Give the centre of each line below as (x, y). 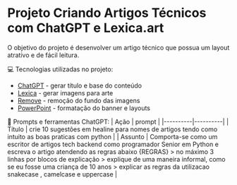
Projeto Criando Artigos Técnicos (107, 13)
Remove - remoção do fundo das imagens (79, 100)
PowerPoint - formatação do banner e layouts (84, 108)
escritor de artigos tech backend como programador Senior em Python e (113, 144)
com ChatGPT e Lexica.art (86, 28)
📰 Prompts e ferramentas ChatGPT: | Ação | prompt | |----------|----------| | (118, 121)
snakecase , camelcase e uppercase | (62, 174)
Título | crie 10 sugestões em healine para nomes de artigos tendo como (113, 129)
